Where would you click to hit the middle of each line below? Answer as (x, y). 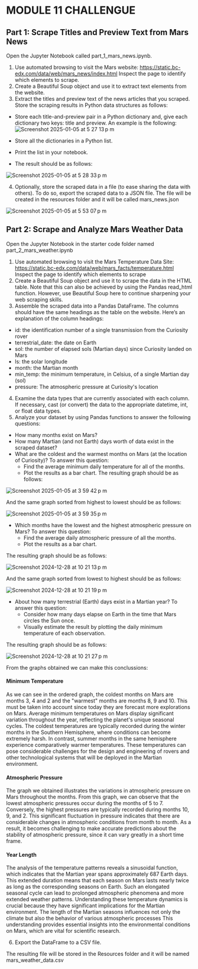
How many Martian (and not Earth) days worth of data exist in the (94, 441)
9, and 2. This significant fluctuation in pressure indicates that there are (93, 816)
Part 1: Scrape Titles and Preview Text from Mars (98, 32)
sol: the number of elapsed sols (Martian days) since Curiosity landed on (103, 349)
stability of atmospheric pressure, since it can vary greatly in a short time (95, 835)
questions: (27, 423)
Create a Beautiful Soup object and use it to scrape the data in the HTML (103, 280)
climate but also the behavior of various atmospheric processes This (90, 919)
